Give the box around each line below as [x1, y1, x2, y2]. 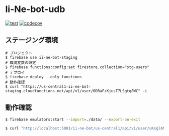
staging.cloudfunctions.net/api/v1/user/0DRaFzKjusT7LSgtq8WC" [5, 88, 141, 93]
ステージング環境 [5, 36, 58, 45]
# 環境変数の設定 [5, 60, 36, 65]
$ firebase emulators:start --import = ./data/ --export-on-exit [5, 117, 141, 122]
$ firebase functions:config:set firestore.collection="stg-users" [5, 64, 150, 70]
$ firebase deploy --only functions [5, 74, 82, 79]
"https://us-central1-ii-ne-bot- [21, 84, 92, 89]
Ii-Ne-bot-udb [5, 4, 65, 15]
